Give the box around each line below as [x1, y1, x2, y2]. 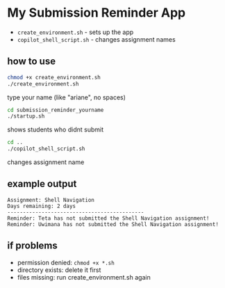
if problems [7, 240, 58, 252]
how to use [7, 56, 56, 67]
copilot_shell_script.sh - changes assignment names [17, 35, 176, 43]
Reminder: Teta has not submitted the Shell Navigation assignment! [7, 214, 210, 222]
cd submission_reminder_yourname [7, 106, 104, 113]
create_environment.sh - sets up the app [17, 28, 134, 36]
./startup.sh [7, 113, 45, 120]
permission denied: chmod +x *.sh [17, 258, 115, 266]
